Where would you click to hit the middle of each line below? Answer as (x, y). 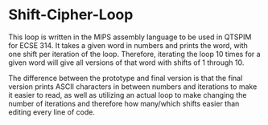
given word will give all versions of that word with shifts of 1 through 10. (126, 62)
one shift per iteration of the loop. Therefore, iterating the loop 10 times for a (134, 54)
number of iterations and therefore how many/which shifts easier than (124, 103)
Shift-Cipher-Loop (71, 15)
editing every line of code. (52, 112)
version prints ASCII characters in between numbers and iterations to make (133, 87)
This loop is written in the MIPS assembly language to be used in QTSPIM (130, 37)
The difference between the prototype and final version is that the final (126, 78)
